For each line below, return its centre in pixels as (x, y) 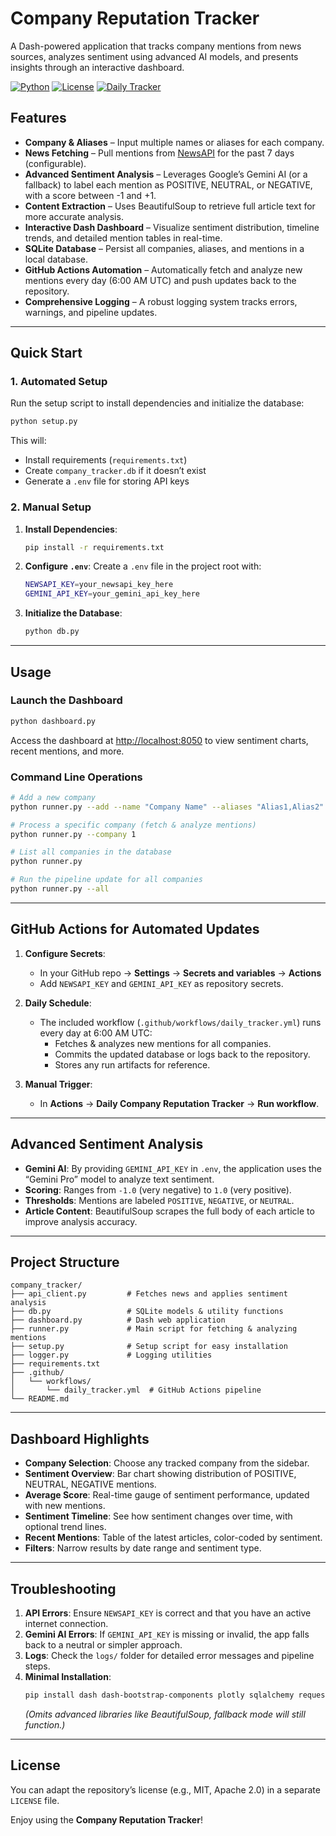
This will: (28, 441)
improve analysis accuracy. (81, 1221)
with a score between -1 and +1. (90, 195)
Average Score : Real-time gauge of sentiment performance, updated (167, 1495)
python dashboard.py (53, 721)
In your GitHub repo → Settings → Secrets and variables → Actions (180, 973)
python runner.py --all (60, 889)
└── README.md (40, 1399)
